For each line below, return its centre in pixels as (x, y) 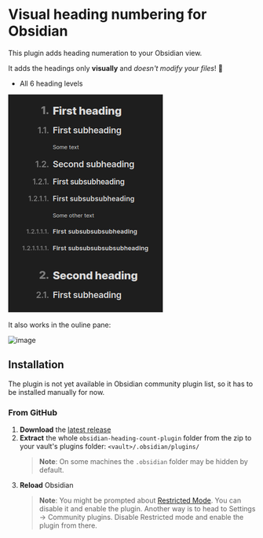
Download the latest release (65, 429)
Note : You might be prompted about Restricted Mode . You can (140, 500)
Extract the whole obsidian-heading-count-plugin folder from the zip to (135, 438)
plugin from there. (68, 525)
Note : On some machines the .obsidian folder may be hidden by (144, 462)
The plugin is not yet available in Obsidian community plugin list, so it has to (131, 384)
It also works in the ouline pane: (60, 325)
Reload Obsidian (46, 485)
